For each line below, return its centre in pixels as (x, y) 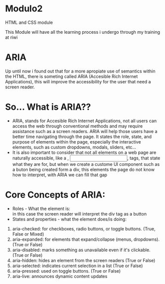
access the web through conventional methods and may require (77, 126)
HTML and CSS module (29, 22)
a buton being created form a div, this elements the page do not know (83, 169)
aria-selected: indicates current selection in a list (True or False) (78, 266)
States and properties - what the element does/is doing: (69, 219)
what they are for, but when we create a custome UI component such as (86, 164)
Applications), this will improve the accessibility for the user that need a (78, 81)
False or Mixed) (28, 234)
